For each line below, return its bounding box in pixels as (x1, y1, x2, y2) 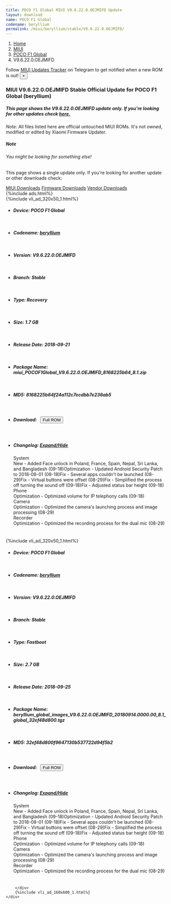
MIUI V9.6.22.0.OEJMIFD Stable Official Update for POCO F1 (6, 86, 157, 94)
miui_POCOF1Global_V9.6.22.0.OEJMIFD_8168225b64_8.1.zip (13, 369, 147, 375)
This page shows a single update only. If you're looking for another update (6, 169, 162, 175)
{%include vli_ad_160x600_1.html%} (15, 890, 91, 895)
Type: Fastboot (13, 639, 46, 645)
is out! (6, 73, 19, 79)
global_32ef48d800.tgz (13, 717, 65, 723)
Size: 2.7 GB (13, 661, 40, 667)
